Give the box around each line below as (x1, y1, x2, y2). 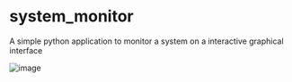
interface (9, 45, 43, 55)
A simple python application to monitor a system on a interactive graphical (9, 36, 285, 46)
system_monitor (9, 6, 135, 27)
